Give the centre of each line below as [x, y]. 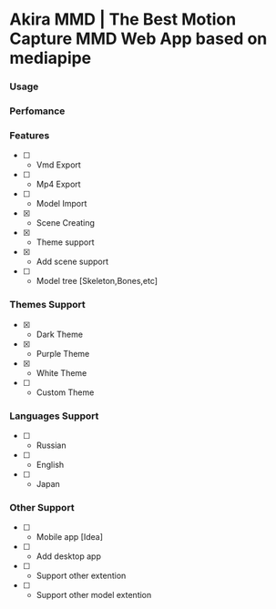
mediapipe [51, 58]
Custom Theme [65, 392]
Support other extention [81, 576]
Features [30, 135]
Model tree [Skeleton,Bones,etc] [97, 281]
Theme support [65, 242]
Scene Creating [66, 223]
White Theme [61, 372]
